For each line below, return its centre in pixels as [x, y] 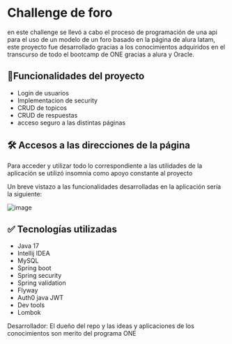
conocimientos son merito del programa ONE [72, 334]
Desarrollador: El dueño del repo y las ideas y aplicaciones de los [101, 326]
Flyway [28, 290]
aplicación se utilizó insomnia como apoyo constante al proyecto [100, 173]
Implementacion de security [57, 100]
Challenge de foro [60, 13]
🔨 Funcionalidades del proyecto [76, 76]
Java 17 [28, 246]
